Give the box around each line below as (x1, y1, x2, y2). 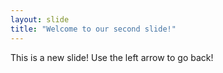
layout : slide (10, 14, 70, 25)
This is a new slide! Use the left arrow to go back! (10, 51, 214, 63)
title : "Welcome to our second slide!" (10, 24, 177, 34)
